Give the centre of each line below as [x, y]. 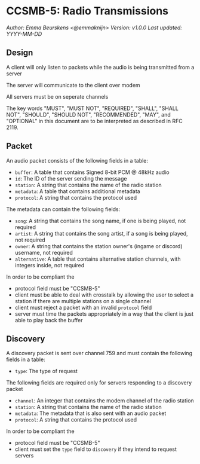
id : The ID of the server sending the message [71, 178]
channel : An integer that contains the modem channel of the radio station [104, 401]
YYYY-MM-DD [24, 33]
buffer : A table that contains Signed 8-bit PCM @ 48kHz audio [92, 172]
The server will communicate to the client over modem [73, 85]
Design [20, 53]
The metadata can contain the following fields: [63, 209]
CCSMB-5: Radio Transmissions [87, 11]
